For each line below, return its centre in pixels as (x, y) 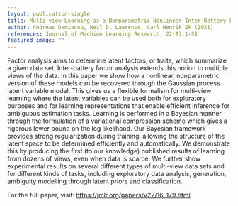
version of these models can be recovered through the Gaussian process (114, 83)
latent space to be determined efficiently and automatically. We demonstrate (119, 143)
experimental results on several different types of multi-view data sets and (116, 166)
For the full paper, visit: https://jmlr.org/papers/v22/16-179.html (99, 195)
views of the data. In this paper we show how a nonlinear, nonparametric (113, 76)
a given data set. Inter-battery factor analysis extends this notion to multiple (118, 68)
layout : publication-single (49, 14)
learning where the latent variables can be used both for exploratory (107, 98)
